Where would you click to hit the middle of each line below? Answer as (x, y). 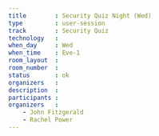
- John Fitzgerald (53, 113)
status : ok (39, 75)
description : (34, 90)
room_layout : (34, 61)
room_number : (34, 68)
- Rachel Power (48, 120)
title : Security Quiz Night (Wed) (80, 16)
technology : (34, 38)
